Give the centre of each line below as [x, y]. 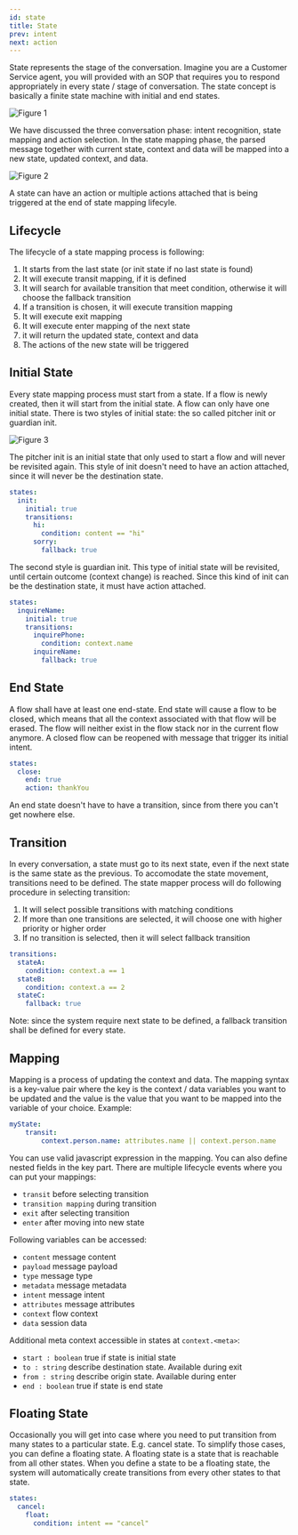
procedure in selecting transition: [70, 892]
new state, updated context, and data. [79, 159]
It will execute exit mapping [72, 317]
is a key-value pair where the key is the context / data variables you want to [148, 1089]
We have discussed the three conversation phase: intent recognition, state [145, 131]
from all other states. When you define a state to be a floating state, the [140, 1463]
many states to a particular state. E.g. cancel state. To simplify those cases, [148, 1444]
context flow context [60, 1314]
